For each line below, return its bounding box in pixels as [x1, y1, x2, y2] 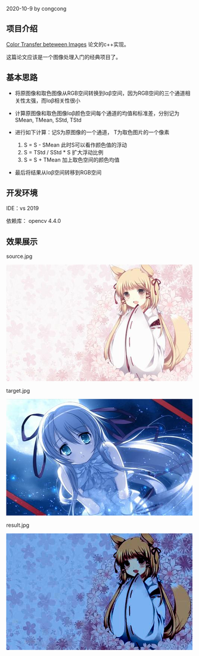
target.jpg [6, 387, 30, 394]
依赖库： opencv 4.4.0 [6, 217, 61, 225]
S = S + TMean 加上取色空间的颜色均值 [23, 156, 120, 163]
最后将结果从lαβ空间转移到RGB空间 [14, 169, 102, 176]
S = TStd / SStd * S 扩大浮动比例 [23, 148, 104, 156]
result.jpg [6, 521, 30, 529]
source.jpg [6, 253, 33, 260]
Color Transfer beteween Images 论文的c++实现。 [6, 41, 130, 48]
